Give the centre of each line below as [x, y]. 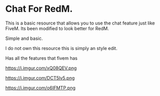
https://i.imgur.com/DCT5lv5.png [40, 78]
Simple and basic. [24, 38]
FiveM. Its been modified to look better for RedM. [57, 28]
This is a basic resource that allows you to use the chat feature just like [80, 23]
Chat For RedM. [39, 9]
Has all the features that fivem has [42, 58]
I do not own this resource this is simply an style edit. [62, 48]
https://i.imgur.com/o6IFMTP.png [41, 88]
